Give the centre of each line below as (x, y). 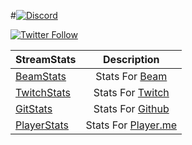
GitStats (34, 108)
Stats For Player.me (131, 125)
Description (131, 59)
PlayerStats (42, 125)
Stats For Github (131, 108)
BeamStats (41, 76)
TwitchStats (43, 92)
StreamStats (46, 59)
